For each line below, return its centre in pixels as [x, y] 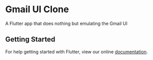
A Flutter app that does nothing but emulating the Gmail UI [66, 23]
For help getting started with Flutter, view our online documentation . [76, 51]
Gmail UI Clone [37, 9]
